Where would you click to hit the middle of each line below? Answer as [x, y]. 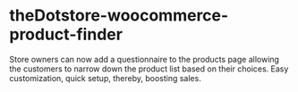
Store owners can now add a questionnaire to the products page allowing [145, 59]
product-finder [66, 34]
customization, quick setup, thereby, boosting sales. [105, 78]
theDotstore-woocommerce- [119, 16]
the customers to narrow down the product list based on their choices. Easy [149, 69]
